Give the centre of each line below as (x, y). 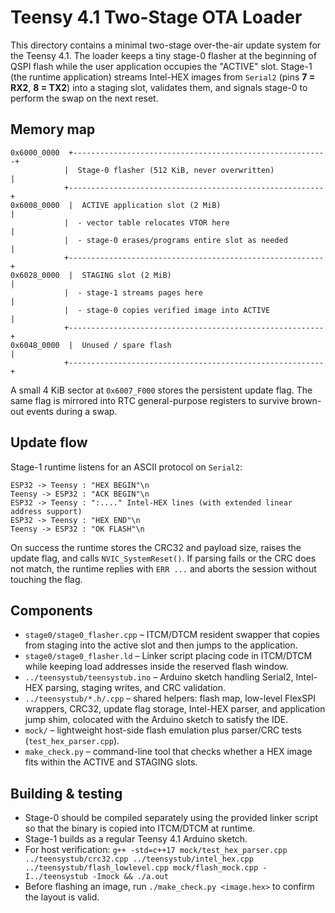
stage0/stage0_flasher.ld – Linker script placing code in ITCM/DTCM (168, 656)
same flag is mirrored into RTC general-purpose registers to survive (150, 400)
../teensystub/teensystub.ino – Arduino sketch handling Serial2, (159, 677)
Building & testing (66, 793)
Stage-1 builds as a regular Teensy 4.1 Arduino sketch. (136, 839)
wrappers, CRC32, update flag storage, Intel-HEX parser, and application (175, 709)
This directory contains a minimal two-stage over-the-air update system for (166, 45)
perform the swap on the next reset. (84, 98)
